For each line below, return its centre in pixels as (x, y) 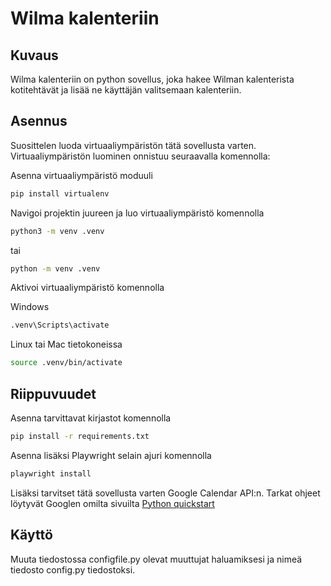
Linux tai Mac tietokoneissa (66, 344)
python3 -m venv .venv (57, 231)
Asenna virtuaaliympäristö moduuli (81, 175)
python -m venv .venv (55, 268)
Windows (30, 307)
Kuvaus (34, 55)
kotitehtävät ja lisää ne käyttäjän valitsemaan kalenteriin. (126, 90)
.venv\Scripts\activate (60, 325)
